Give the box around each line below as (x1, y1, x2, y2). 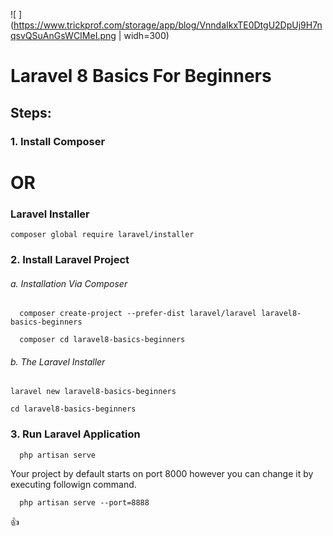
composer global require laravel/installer (10, 229, 195, 239)
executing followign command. (10, 478, 137, 490)
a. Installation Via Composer (10, 277, 128, 289)
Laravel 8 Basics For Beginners (10, 65, 272, 88)
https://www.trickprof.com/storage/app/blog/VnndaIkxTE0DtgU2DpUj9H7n (13, 19, 323, 31)
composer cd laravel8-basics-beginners (19, 335, 186, 345)
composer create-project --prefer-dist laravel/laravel (19, 309, 257, 319)
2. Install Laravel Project (10, 252, 130, 266)
